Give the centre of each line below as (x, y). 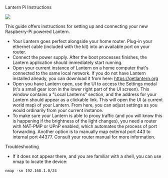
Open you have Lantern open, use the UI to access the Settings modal (84, 84)
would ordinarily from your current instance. (58, 110)
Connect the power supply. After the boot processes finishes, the (80, 57)
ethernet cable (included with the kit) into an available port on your (81, 46)
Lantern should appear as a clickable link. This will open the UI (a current (87, 100)
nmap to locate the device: (40, 161)
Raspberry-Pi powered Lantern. (37, 31)
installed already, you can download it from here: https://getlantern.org (85, 78)
